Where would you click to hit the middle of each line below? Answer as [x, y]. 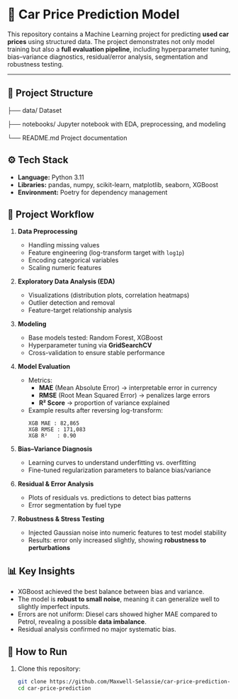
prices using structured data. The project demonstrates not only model [111, 41]
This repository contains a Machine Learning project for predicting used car [118, 34]
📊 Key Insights [41, 571]
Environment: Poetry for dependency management [92, 192]
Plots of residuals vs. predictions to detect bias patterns [109, 498]
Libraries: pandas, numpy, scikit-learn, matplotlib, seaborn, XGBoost [118, 184]
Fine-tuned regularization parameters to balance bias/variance [119, 470]
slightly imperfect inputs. [54, 607]
